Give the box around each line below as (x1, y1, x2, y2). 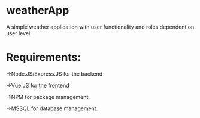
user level (6, 29, 31, 36)
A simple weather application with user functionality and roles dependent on (6, 23, 195, 30)
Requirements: (6, 51, 81, 64)
